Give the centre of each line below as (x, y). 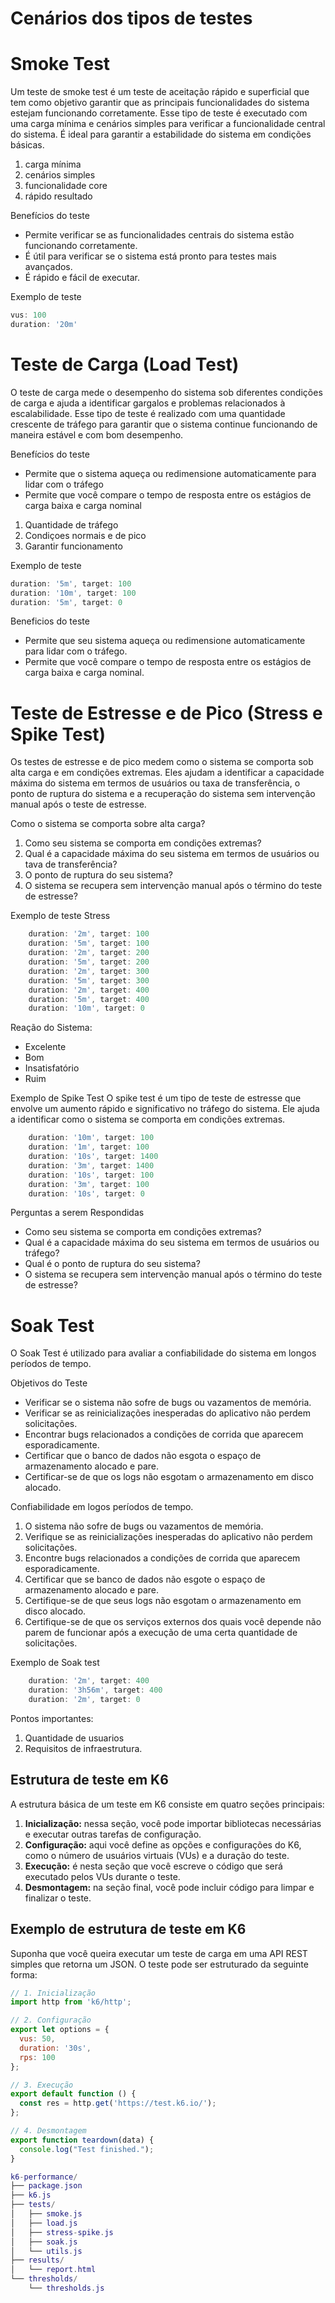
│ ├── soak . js (44, 2242)
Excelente (45, 1047)
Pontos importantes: (52, 1718)
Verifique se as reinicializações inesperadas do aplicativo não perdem (168, 1537)
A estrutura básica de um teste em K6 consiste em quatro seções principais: (167, 1804)
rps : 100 (37, 2057)
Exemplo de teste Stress (60, 916)
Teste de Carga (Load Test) (125, 364)
